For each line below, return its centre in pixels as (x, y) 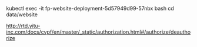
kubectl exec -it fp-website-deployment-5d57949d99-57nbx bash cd (90, 8)
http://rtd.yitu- (23, 26)
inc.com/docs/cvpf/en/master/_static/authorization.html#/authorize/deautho (98, 32)
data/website (22, 15)
